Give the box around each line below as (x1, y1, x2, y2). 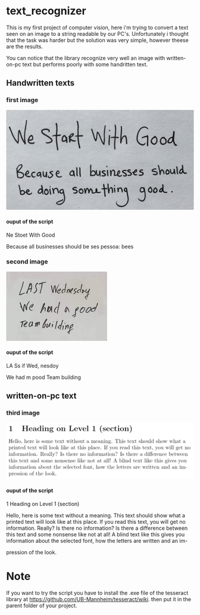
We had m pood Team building (6, 374, 82, 381)
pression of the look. (6, 548, 57, 555)
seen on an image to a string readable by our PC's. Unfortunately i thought (6, 30, 189, 37)
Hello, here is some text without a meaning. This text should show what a (6, 511, 186, 519)
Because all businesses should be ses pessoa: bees (6, 243, 134, 250)
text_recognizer (6, 4, 86, 18)
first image (6, 96, 39, 104)
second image (6, 257, 48, 266)
